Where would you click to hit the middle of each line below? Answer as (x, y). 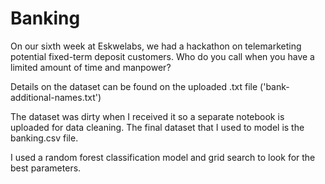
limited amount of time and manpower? (91, 67)
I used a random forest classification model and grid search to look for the (163, 157)
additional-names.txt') (56, 97)
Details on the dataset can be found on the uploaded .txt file (134, 86)
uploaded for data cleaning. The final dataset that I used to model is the (157, 127)
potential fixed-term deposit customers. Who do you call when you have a (162, 56)
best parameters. (46, 168)
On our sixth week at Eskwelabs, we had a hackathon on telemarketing (156, 46)
